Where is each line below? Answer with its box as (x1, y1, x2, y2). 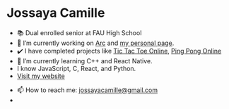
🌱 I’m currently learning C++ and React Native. (16, 56, 153, 65)
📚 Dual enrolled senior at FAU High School (16, 28, 142, 37)
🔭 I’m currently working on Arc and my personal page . (16, 39, 175, 47)
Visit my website (16, 72, 65, 80)
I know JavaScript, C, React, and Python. (16, 64, 136, 72)
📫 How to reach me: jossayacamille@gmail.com (16, 86, 158, 94)
